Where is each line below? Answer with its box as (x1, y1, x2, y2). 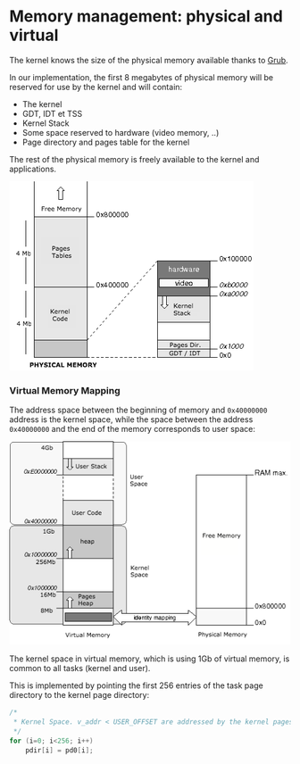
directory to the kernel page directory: (9, 690, 150, 701)
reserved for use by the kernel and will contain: (9, 81, 183, 92)
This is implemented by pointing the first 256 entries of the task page (9, 680, 263, 691)
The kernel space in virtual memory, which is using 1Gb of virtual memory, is (9, 653, 290, 664)
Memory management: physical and (9, 6, 283, 27)
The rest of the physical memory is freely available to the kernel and (9, 154, 260, 164)
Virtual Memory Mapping (9, 384, 121, 396)
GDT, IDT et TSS (21, 108, 83, 119)
